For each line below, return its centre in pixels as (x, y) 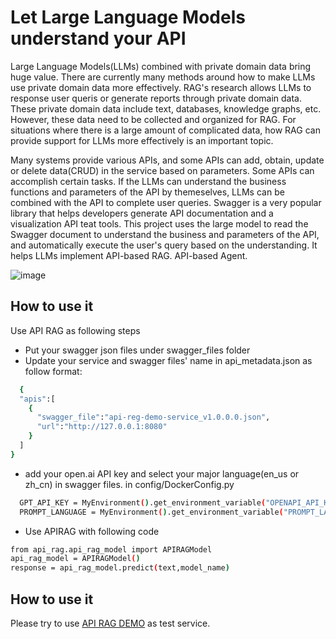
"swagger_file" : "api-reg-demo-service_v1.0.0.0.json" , (153, 417)
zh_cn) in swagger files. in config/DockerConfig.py (129, 484)
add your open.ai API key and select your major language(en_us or (162, 473)
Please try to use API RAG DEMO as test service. (110, 623)
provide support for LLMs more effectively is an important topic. (142, 140)
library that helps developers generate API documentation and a (142, 213)
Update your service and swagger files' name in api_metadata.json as (168, 360)
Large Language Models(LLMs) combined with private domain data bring (161, 66)
